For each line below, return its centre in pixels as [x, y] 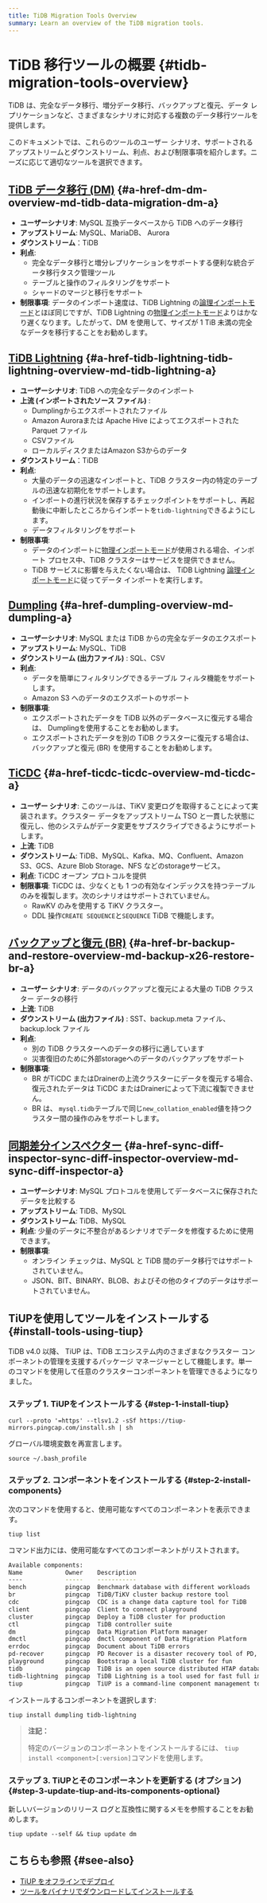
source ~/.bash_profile [48, 1459]
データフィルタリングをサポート [84, 530]
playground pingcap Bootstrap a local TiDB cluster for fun [120, 1662]
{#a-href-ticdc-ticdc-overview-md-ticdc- [149, 773]
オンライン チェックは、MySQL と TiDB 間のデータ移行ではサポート [143, 1261]
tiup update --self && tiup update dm [72, 1834]
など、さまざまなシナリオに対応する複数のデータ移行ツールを [158, 116]
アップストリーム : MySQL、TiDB [73, 648]
